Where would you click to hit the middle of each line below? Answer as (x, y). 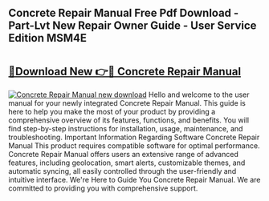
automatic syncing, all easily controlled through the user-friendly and (122, 171)
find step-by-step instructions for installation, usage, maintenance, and (126, 129)
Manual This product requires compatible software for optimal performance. (134, 146)
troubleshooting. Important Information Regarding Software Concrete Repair (134, 137)
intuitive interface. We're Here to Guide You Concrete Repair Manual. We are (134, 180)
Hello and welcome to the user (199, 94)
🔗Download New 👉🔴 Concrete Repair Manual (125, 71)
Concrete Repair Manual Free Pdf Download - (124, 13)
